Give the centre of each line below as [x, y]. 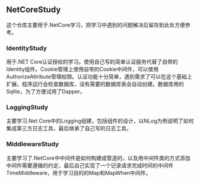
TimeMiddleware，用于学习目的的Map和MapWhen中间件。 [79, 172]
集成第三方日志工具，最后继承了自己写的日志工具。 [69, 128]
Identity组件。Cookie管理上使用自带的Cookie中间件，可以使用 [82, 69]
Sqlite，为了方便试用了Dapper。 [46, 92]
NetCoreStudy [33, 10]
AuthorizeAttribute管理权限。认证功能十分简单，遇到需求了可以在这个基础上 [99, 77]
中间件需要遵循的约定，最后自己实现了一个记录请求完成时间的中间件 [90, 165]
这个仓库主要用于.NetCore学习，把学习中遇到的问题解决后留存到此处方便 [96, 25]
